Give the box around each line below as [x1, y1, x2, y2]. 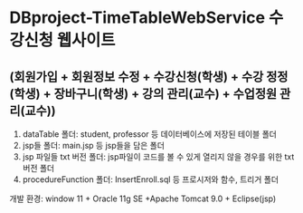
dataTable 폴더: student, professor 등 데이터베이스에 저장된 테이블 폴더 [22, 129, 278, 140]
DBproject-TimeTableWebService [9, 7, 265, 28]
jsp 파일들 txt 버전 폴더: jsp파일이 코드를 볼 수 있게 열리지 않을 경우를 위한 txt [22, 151, 295, 162]
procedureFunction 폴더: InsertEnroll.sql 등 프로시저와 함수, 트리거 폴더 [22, 174, 279, 185]
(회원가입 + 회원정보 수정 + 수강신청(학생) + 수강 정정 [9, 69, 289, 84]
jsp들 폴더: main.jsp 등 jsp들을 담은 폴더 [22, 140, 166, 150]
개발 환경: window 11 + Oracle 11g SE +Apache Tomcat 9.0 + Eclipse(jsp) [9, 193, 277, 204]
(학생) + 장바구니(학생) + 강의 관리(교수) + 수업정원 [9, 86, 278, 102]
